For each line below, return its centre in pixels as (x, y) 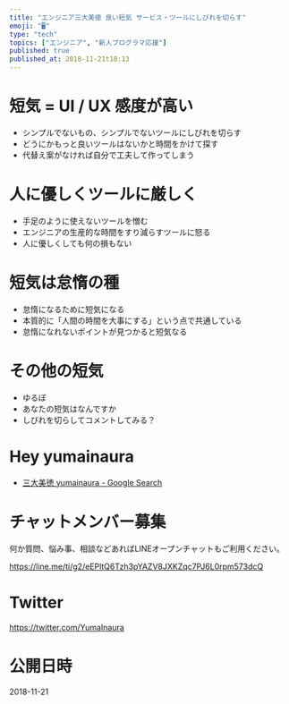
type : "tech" (34, 34)
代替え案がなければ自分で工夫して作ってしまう (108, 155)
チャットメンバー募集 (88, 522)
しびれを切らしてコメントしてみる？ (89, 420)
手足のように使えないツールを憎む (85, 221)
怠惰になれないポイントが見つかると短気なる (105, 331)
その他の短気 (57, 371)
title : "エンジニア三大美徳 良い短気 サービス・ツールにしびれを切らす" (128, 17)
